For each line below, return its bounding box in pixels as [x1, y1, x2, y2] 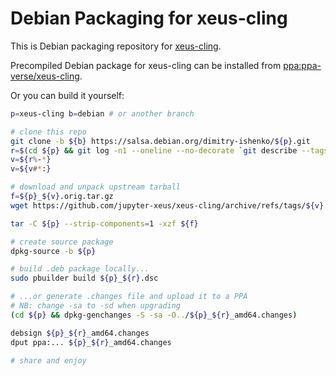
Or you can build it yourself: [10, 89, 125, 101]
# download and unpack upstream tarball [10, 182, 182, 192]
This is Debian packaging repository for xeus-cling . [10, 40, 222, 52]
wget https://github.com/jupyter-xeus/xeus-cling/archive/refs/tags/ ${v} [10, 200, 325, 211]
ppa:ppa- [283, 59, 322, 71]
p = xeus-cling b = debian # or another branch [10, 108, 195, 119]
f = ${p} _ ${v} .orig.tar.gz [10, 192, 114, 202]
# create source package [10, 237, 114, 247]
